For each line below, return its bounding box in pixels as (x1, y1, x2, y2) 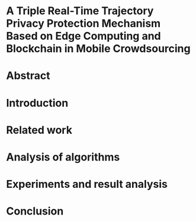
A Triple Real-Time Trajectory (6, 4, 154, 18)
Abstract (6, 69, 50, 82)
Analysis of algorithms (6, 150, 120, 164)
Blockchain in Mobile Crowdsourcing (6, 42, 191, 56)
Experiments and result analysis (6, 178, 168, 191)
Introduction (6, 96, 69, 110)
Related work (6, 123, 73, 137)
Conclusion (6, 204, 64, 218)
